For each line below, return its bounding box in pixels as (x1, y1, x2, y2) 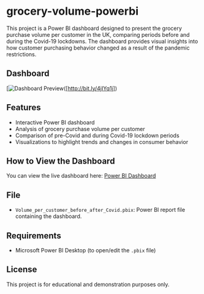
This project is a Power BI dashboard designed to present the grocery (6, 24, 183, 32)
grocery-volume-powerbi (6, 4, 139, 18)
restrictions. (6, 50, 37, 58)
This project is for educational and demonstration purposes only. (6, 281, 170, 288)
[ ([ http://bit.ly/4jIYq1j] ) (6, 85, 118, 92)
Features (6, 102, 41, 113)
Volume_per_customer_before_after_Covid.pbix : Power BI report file (15, 206, 186, 214)
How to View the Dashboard (6, 156, 115, 166)
